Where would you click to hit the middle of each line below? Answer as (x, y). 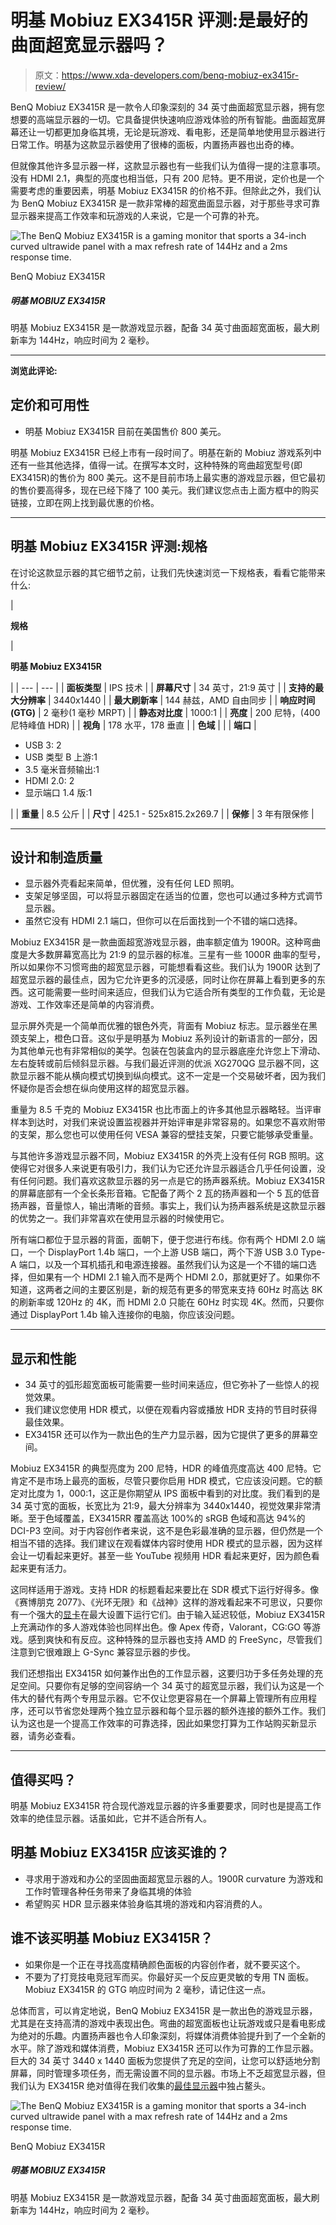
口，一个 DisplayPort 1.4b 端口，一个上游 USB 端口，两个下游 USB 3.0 (154, 1252)
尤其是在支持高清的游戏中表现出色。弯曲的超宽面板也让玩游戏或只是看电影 (163, 2023)
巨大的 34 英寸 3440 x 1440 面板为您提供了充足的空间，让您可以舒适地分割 (165, 2060)
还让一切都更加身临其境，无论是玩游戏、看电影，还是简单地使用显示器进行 (172, 132)
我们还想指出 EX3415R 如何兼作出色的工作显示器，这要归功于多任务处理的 (162, 1673)
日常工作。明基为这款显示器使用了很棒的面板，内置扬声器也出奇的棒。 (155, 144)
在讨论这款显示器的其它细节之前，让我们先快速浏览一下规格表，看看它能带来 (168, 572)
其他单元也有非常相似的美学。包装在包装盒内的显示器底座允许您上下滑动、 (172, 1051)
